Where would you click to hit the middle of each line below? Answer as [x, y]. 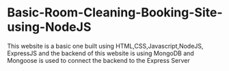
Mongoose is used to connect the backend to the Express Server [98, 60]
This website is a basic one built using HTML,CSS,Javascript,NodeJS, [105, 46]
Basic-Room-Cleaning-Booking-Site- [115, 13]
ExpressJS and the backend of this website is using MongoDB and [101, 53]
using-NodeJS [49, 27]
